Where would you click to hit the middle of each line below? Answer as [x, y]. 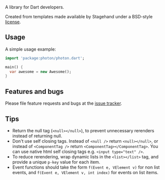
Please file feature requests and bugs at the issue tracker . [64, 103]
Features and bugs [34, 91]
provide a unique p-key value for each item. [56, 162]
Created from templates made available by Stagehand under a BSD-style [79, 16]
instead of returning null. [37, 136]
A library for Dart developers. [35, 7]
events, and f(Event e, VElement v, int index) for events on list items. [85, 172]
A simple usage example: [31, 49]
